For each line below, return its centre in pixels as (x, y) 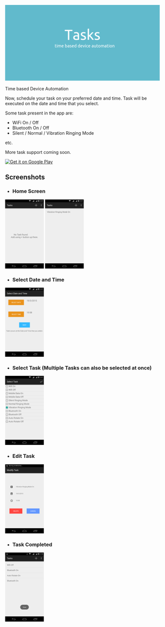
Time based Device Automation (37, 89)
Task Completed (32, 544)
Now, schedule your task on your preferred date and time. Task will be (76, 98)
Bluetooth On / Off (31, 128)
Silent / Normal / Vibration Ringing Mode (53, 133)
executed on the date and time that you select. (52, 104)
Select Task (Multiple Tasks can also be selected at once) (82, 368)
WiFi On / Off (25, 123)
